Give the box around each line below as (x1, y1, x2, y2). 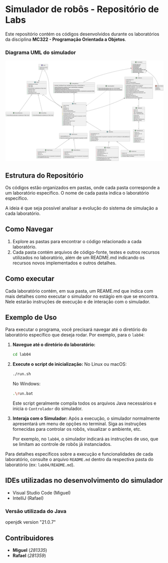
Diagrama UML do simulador (5, 49, 76, 56)
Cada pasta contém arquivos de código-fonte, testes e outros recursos (12, 249, 160, 255)
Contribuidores (5, 534, 54, 542)
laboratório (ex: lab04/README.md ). (5, 462, 75, 468)
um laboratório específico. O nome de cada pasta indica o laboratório (5, 190, 149, 196)
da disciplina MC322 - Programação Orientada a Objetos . (5, 36, 127, 42)
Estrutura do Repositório (5, 171, 84, 180)
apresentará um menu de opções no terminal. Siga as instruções (12, 421, 147, 427)
